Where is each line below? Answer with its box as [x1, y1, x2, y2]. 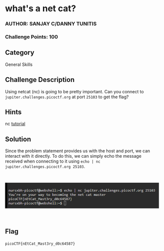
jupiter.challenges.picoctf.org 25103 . [5, 164, 85, 169]
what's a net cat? [5, 3, 77, 14]
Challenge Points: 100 [5, 34, 59, 41]
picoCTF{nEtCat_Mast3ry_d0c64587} [5, 241, 76, 246]
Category [5, 48, 35, 57]
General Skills [5, 62, 33, 67]
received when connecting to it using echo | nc [5, 158, 101, 164]
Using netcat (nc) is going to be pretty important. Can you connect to [5, 88, 144, 94]
